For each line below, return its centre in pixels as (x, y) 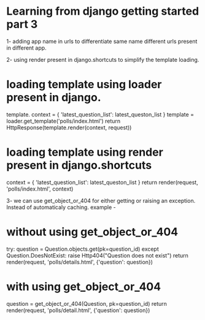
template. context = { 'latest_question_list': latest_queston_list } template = (100, 114)
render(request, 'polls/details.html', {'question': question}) (80, 262)
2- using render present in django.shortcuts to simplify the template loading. (103, 59)
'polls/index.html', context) (40, 189)
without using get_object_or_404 (92, 232)
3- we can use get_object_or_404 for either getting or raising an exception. (101, 200)
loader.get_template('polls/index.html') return (64, 121)
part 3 (22, 24)
